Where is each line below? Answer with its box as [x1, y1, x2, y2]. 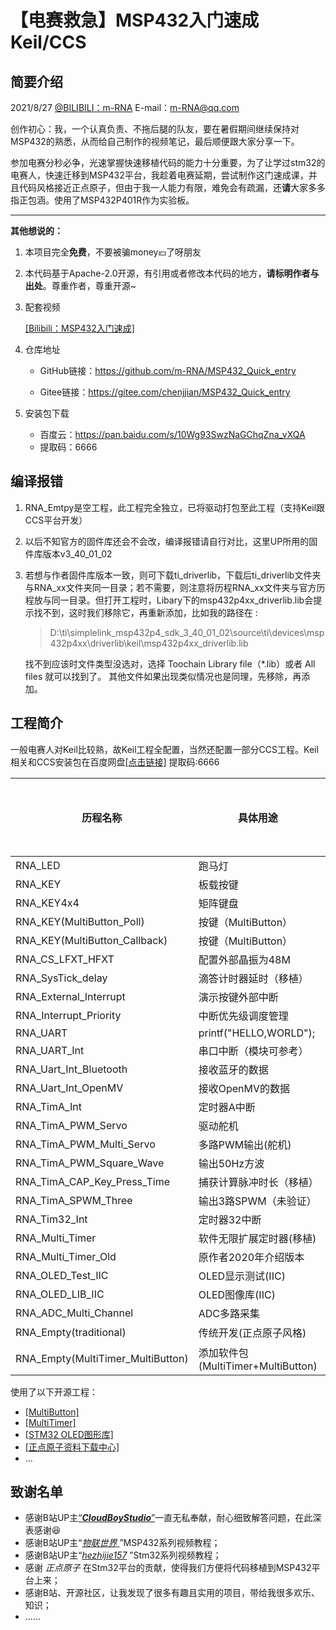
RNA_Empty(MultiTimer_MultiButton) [15, 1351, 189, 1365]
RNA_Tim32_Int [15, 1212, 88, 1226]
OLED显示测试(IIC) [198, 1269, 286, 1283]
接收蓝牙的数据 [198, 1062, 269, 1076]
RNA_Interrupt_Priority [15, 1008, 122, 1022]
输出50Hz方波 [198, 1156, 265, 1170]
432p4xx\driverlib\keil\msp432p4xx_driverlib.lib [49, 637, 249, 649]
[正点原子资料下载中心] [24, 1441, 120, 1453]
